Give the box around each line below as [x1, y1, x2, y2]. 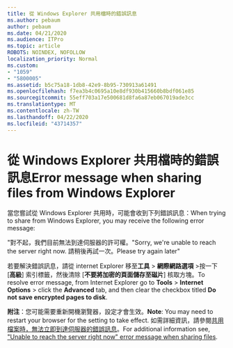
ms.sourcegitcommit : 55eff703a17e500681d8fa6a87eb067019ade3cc [7, 95, 195, 102]
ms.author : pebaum [7, 17, 61, 24]
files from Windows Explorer [7, 185, 175, 200]
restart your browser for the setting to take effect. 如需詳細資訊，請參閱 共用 [7, 316, 224, 324]
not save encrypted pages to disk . [7, 293, 108, 301]
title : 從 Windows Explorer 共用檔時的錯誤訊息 [7, 10, 137, 17]
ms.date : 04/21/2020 [7, 29, 67, 37]
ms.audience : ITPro [7, 36, 64, 43]
